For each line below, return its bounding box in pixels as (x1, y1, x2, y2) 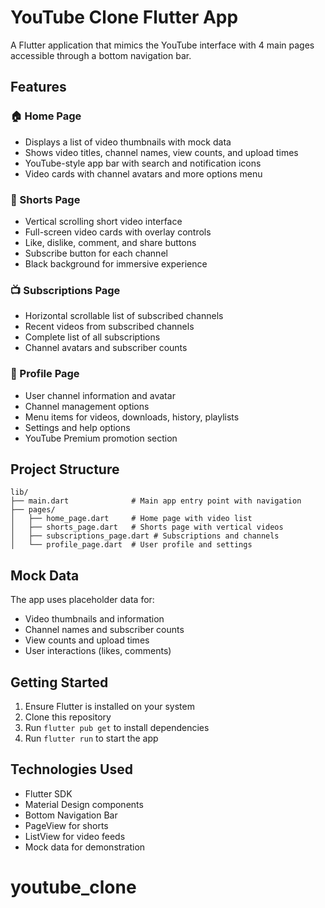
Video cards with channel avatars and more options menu (24, 167, 263, 180)
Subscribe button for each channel (24, 247, 168, 259)
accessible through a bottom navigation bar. (10, 49, 192, 61)
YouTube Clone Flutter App (10, 6, 239, 29)
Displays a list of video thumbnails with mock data (24, 136, 232, 148)
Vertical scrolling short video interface (24, 215, 183, 227)
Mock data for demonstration (24, 841, 146, 853)
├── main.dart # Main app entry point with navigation (10, 496, 302, 506)
